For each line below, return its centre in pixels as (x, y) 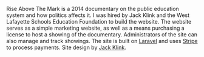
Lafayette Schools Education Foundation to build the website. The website (99, 22)
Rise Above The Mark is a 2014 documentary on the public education (93, 9)
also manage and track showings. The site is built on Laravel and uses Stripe (102, 41)
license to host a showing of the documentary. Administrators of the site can (102, 35)
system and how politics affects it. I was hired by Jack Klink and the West (98, 15)
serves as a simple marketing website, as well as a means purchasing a (96, 28)
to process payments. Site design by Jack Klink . (66, 47)
